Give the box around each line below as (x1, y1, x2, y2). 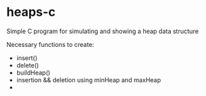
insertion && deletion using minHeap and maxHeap (16, 75, 161, 84)
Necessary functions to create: (6, 40, 94, 48)
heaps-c (6, 4, 56, 20)
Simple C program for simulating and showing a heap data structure (6, 27, 199, 35)
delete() (16, 61, 39, 69)
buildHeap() (16, 68, 51, 77)
